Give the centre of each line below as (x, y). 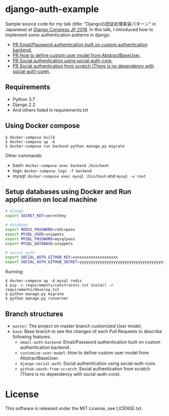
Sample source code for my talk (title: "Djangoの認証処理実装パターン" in (80, 24)
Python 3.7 (24, 99)
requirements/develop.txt (32, 290)
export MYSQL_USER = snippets (35, 234)
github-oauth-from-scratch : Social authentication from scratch (85, 369)
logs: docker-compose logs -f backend (52, 171)
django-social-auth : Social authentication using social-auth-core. (88, 363)
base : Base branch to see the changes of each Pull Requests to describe (87, 331)
